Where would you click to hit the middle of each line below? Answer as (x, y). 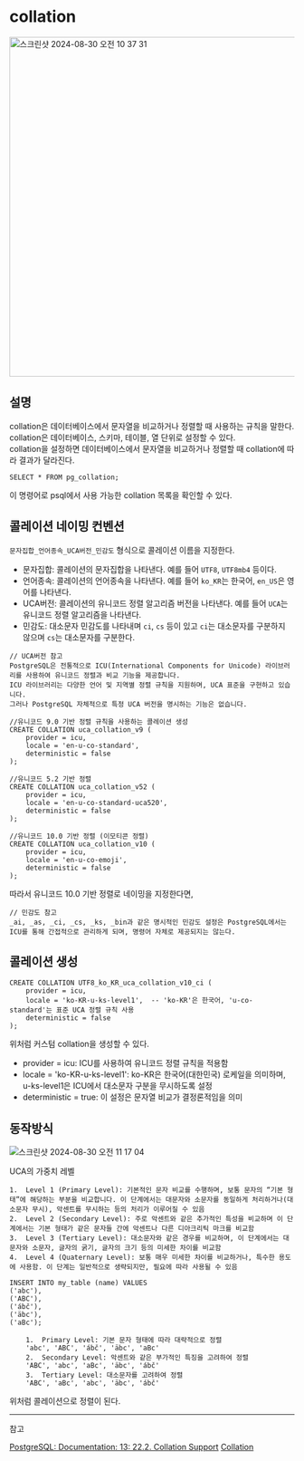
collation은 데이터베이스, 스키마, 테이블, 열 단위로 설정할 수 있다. (123, 437)
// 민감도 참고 (33, 912)
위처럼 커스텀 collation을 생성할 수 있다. (79, 1044)
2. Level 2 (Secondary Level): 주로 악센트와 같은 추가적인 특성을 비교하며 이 (146, 1219)
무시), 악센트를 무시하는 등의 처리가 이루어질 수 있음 (118, 1210)
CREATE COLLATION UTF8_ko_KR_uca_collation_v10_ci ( (111, 983)
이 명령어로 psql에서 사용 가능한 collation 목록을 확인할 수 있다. (121, 495)
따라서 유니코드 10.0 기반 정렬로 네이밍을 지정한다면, (101, 893)
